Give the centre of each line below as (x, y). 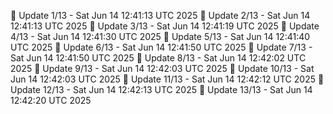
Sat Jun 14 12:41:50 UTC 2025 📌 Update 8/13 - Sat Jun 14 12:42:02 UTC (158, 58)
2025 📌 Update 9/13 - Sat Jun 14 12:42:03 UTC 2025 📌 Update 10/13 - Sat (162, 68)
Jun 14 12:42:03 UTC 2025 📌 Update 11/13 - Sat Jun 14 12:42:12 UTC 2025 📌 (167, 79)
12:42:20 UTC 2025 (51, 100)
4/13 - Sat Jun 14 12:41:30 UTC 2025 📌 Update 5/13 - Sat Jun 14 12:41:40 (160, 36)
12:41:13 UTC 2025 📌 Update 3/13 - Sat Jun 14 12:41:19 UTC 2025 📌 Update (165, 26)
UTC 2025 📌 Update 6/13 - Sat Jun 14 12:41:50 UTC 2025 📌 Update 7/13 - (161, 47)
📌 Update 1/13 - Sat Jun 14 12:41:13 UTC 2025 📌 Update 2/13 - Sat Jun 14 (160, 15)
